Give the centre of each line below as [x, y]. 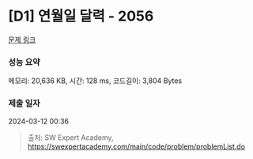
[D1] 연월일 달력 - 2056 [81, 16]
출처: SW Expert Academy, [70, 137]
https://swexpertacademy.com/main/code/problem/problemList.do [136, 146]
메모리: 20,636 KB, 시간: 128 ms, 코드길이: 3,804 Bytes [95, 81]
